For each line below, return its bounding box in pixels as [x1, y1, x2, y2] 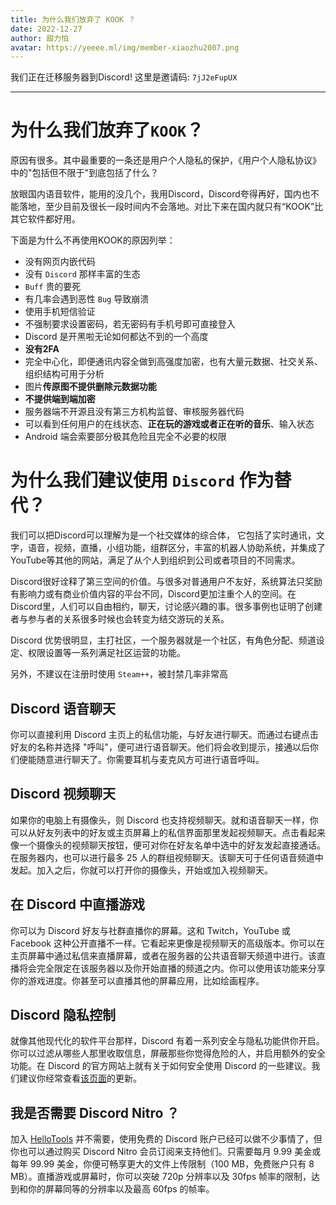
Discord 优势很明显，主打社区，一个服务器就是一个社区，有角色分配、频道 [10, 634, 317, 646]
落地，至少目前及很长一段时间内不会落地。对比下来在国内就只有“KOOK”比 [18, 201, 324, 213]
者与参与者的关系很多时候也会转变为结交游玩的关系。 [10, 613, 230, 625]
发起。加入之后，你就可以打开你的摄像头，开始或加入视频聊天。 [10, 864, 273, 876]
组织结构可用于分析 [24, 368, 105, 380]
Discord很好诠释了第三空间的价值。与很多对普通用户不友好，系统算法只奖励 [10, 576, 323, 588]
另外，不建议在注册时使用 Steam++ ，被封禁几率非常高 [10, 668, 229, 680]
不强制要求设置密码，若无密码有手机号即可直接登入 [24, 318, 236, 330]
